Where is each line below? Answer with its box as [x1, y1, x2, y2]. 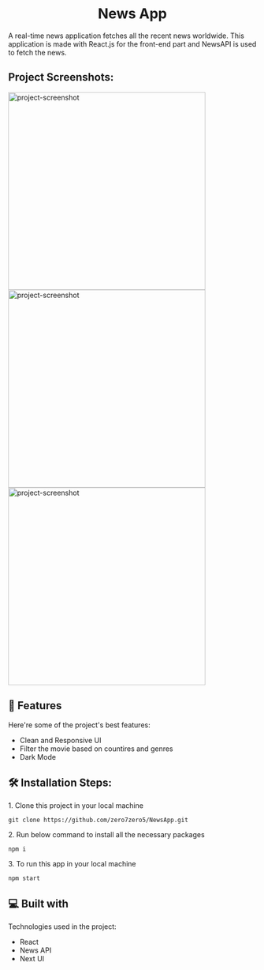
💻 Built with [8, 896, 69, 910]
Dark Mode [19, 752, 57, 761]
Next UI [19, 954, 45, 964]
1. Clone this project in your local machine [8, 801, 144, 810]
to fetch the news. [8, 47, 67, 57]
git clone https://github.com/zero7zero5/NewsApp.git [8, 816, 189, 825]
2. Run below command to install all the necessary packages [8, 830, 205, 840]
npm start [8, 874, 41, 882]
